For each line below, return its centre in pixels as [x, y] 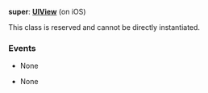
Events [22, 48]
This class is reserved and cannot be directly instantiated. [104, 27]
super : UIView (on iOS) [47, 12]
